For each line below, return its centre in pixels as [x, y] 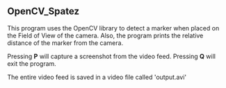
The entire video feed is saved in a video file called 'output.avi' [97, 77]
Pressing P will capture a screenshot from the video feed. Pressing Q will [111, 56]
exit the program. [32, 63]
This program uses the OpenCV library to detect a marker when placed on [113, 28]
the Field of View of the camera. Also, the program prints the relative [105, 35]
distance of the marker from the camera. [65, 43]
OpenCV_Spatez [43, 11]
